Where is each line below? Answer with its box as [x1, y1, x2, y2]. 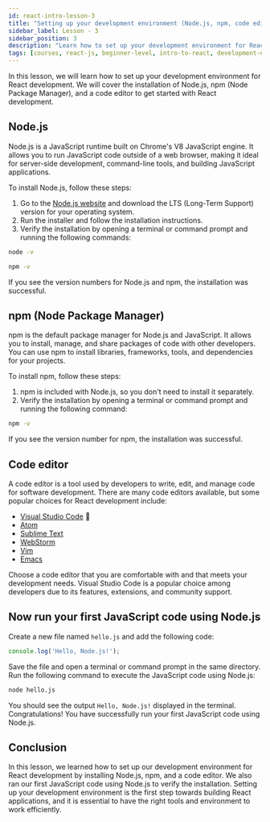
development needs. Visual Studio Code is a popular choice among [8, 578, 231, 588]
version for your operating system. [19, 207, 135, 216]
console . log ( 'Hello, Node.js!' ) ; [8, 647, 121, 656]
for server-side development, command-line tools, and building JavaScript [8, 158, 256, 168]
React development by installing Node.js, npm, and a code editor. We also [8, 771, 252, 780]
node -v [8, 248, 35, 256]
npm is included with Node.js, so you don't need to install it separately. [19, 387, 255, 397]
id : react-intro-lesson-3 [8, 11, 95, 20]
